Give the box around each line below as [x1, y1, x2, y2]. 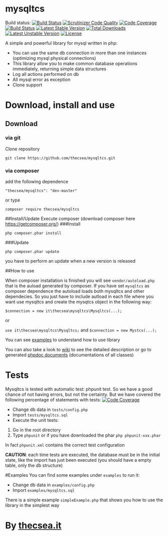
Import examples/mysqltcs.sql [12, 487, 75, 493]
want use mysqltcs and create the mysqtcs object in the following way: [5, 299, 152, 305]
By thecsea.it [5, 520, 62, 531]
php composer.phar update [5, 249, 59, 254]
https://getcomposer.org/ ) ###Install [5, 221, 81, 227]
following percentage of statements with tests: [5, 397, 101, 403]
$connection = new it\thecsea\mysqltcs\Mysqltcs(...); [5, 308, 122, 314]
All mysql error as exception [12, 76, 71, 82]
